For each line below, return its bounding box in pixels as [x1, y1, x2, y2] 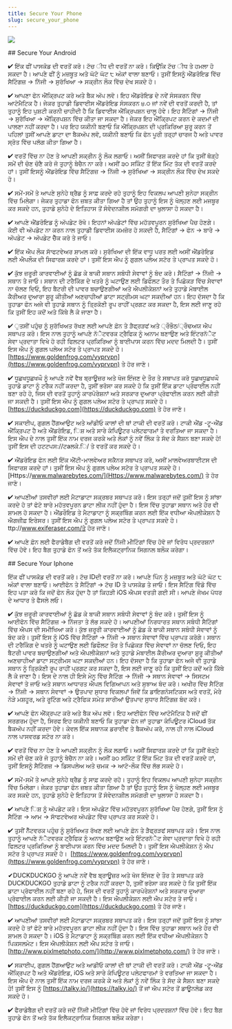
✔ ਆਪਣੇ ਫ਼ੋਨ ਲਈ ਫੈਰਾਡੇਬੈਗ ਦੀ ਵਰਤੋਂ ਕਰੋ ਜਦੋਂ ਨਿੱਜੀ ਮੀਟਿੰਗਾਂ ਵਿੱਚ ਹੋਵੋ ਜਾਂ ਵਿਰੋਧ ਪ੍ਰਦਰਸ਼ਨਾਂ [8, 538, 215, 546]
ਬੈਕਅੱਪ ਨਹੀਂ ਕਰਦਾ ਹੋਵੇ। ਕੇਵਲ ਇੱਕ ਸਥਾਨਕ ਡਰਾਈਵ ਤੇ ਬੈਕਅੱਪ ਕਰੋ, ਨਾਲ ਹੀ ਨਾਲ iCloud [8, 724, 214, 732]
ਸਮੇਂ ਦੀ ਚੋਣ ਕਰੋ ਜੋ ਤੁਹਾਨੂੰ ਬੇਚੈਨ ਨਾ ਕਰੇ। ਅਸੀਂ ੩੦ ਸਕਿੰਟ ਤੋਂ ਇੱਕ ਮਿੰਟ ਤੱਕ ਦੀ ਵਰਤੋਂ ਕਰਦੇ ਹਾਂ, [8, 754, 216, 762]
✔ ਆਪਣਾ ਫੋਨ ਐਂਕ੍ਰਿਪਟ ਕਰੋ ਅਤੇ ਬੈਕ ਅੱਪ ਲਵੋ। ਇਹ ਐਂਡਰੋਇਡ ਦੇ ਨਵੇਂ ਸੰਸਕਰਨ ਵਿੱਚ [8, 91, 202, 99]
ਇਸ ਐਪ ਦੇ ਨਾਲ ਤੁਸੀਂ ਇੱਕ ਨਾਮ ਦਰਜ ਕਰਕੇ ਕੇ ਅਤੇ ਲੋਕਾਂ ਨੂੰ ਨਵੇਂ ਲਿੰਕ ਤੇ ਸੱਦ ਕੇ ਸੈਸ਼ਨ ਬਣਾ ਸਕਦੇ [8, 976, 220, 984]
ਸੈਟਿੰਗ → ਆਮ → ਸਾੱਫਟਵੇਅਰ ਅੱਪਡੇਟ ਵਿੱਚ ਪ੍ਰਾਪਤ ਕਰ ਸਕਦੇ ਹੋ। [8, 812, 159, 821]
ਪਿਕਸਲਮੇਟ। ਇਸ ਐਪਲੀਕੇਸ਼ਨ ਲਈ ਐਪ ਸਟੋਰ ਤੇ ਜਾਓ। [8, 939, 134, 948]
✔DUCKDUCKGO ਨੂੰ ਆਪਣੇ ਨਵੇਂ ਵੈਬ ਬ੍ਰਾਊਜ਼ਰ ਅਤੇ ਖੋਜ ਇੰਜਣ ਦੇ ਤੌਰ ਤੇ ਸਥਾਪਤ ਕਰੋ [8, 871, 204, 879]
